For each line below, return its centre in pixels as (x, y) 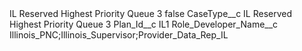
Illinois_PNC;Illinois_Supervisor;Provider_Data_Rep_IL (119, 35)
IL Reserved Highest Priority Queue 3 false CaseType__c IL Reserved (151, 13)
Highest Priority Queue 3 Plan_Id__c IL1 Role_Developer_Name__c (144, 24)
